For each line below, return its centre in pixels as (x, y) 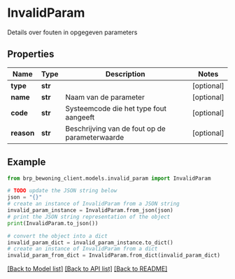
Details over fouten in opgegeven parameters (72, 32)
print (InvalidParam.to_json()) (53, 223)
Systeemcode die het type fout (116, 108)
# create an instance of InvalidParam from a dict (83, 249)
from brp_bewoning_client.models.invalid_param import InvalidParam (109, 178)
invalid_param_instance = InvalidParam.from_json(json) (90, 210)
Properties (31, 54)
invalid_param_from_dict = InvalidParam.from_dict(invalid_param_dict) (114, 256)
